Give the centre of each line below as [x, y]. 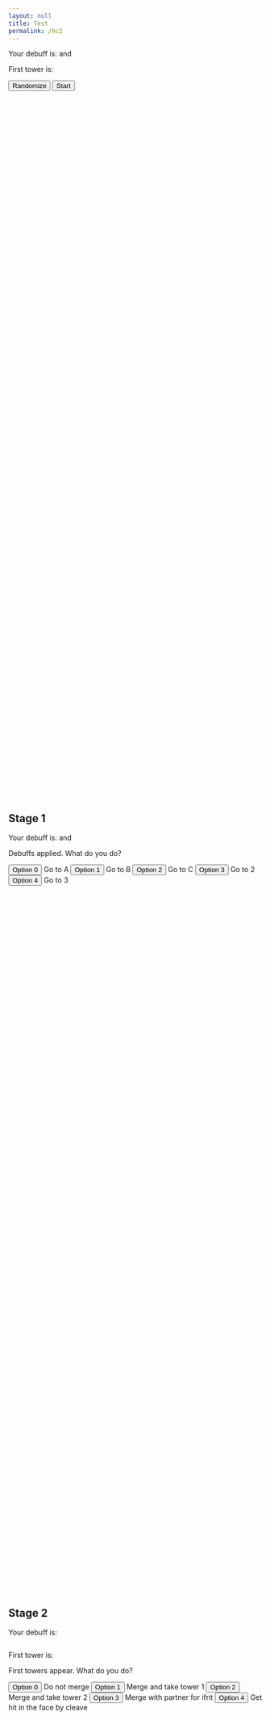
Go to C [181, 870]
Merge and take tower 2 [48, 1697]
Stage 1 [27, 818]
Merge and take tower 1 [165, 1687]
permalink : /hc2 [35, 31]
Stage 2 [28, 1613]
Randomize [29, 86]
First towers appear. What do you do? [71, 1670]
